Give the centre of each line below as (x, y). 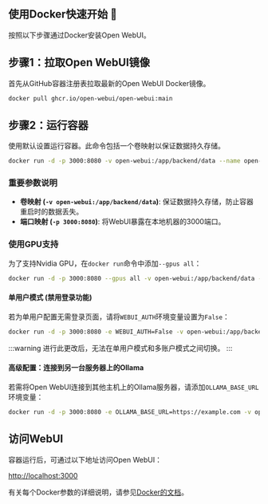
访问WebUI (36, 439)
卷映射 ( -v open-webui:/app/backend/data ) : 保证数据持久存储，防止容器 (136, 202)
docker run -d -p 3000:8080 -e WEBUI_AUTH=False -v (96, 332)
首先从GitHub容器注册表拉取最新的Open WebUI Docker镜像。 (109, 83)
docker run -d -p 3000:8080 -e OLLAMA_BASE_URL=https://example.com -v (130, 412)
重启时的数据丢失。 (51, 212)
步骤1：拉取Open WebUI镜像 (79, 63)
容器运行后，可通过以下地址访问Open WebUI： (85, 459)
